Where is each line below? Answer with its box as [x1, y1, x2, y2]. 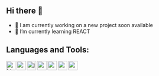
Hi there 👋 [6, 6, 43, 16]
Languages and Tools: [6, 45, 90, 55]
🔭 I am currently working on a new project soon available [14, 21, 154, 28]
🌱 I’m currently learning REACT [14, 28, 90, 35]
